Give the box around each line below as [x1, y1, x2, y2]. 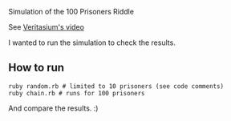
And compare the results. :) [8, 103, 99, 113]
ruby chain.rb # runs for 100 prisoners [8, 89, 146, 97]
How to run [8, 61, 65, 75]
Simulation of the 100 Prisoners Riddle [8, 7, 135, 16]
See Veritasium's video [8, 22, 84, 31]
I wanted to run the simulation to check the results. [8, 38, 176, 47]
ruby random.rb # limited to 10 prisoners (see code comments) [8, 82, 225, 91]
